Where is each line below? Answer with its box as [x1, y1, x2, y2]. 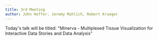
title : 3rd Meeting [5, 7, 45, 12]
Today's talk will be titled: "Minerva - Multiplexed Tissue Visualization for [5, 25, 153, 31]
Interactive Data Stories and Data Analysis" [5, 30, 93, 36]
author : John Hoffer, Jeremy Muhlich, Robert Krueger [5, 12, 118, 17]
